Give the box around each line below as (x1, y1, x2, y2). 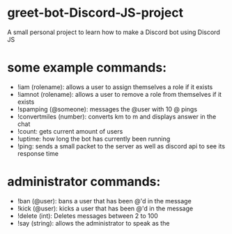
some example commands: (7, 60, 167, 76)
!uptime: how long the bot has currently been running (17, 134, 171, 143)
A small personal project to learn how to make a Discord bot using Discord (7, 28, 221, 36)
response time (17, 149, 59, 157)
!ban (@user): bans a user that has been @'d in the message (17, 196, 192, 205)
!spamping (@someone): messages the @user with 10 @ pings (17, 104, 197, 113)
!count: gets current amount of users (17, 127, 123, 135)
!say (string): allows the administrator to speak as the (17, 219, 170, 227)
